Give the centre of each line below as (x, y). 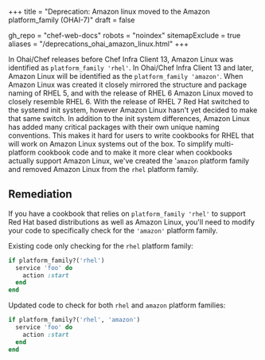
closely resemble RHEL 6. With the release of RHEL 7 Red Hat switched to (129, 102)
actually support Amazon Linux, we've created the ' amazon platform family (129, 161)
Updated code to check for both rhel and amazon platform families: (117, 305)
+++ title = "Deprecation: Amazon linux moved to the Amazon (109, 12)
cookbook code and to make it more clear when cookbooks (134, 152)
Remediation (41, 194)
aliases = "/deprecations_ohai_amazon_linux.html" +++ (99, 44)
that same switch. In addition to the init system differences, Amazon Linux (129, 118)
